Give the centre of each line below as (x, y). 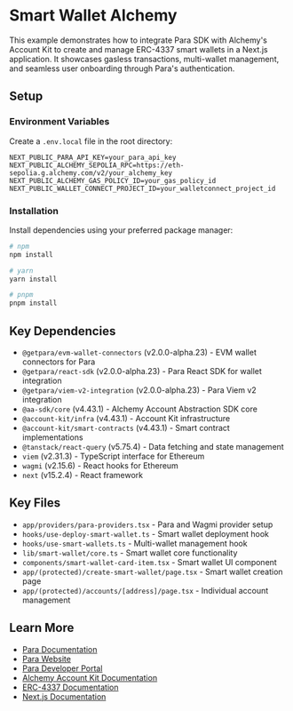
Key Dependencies (63, 331)
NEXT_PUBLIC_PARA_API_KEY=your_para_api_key (93, 157)
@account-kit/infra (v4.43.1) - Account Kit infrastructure (126, 418)
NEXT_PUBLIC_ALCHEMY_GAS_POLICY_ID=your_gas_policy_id (113, 180)
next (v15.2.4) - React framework (83, 475)
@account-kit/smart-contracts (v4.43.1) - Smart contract (126, 427)
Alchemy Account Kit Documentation (90, 677)
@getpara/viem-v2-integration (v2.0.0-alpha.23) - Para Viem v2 (139, 390)
